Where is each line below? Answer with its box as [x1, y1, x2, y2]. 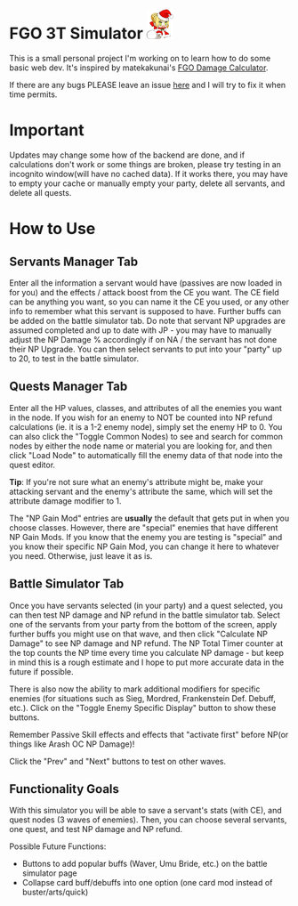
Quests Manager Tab [9, 379, 128, 394]
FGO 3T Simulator [9, 23, 144, 44]
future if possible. [9, 666, 74, 676]
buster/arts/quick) [21, 886, 89, 898]
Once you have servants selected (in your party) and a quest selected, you [9, 600, 283, 611]
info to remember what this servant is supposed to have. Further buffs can [9, 306, 282, 316]
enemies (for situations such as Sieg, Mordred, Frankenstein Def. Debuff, [9, 692, 276, 703]
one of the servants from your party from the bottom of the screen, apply [9, 619, 278, 629]
